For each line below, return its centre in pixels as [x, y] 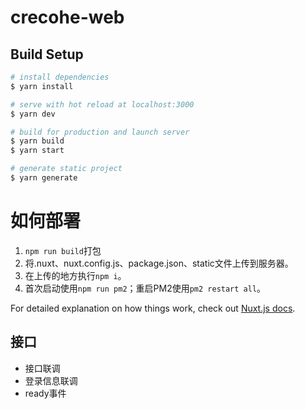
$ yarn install [42, 86]
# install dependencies [60, 77]
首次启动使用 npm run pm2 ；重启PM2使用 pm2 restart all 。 [145, 288]
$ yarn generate [44, 178]
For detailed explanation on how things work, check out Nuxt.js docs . [153, 308]
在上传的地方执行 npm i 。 [75, 275]
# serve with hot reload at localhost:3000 [102, 104]
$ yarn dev [33, 114]
